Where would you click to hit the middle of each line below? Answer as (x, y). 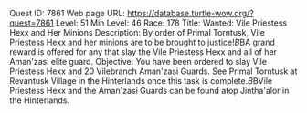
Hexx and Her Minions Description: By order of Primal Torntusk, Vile (137, 32)
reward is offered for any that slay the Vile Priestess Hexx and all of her (143, 52)
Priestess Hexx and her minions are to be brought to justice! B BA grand (143, 42)
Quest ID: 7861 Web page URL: (67, 13)
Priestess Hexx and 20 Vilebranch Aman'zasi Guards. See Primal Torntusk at (153, 71)
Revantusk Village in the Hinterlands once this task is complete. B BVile (141, 81)
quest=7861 (32, 23)
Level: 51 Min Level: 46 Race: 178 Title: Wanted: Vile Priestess (171, 23)
